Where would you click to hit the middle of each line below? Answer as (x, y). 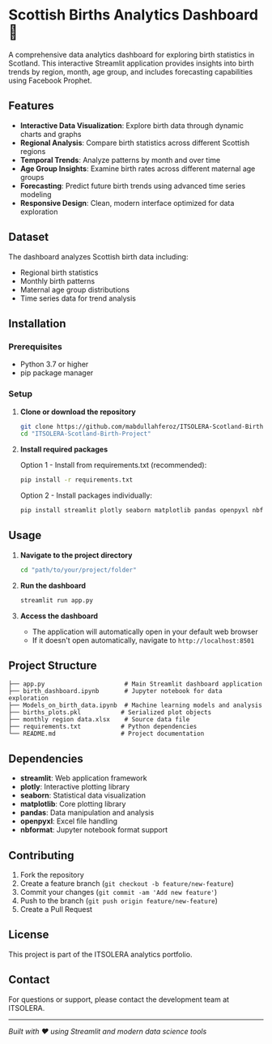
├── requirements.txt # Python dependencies (103, 727)
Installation (37, 323)
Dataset (29, 237)
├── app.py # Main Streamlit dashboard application (136, 684)
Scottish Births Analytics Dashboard (134, 15)
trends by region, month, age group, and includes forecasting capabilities (131, 71)
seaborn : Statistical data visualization (83, 795)
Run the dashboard (53, 585)
